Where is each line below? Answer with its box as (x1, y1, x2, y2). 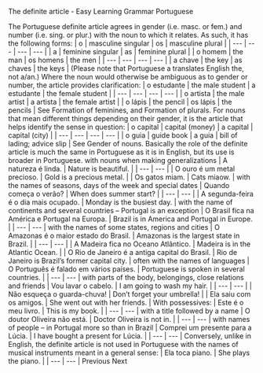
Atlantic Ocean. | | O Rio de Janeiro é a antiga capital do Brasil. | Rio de (8, 248, 238, 257)
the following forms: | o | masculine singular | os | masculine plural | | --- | (8, 39, 247, 48)
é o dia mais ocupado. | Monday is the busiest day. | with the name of (8, 198, 233, 207)
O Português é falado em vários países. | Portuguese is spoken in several (8, 264, 245, 274)
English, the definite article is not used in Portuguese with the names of (8, 340, 239, 349)
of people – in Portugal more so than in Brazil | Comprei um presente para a (8, 323, 253, 332)
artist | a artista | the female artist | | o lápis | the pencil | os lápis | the (8, 98, 232, 106)
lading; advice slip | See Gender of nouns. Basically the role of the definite (8, 139, 248, 148)
